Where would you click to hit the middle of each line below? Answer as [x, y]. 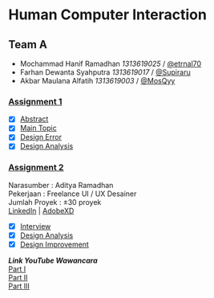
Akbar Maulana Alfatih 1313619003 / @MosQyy [97, 81]
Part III [19, 286]
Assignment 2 [36, 168]
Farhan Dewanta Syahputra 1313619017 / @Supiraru [105, 72]
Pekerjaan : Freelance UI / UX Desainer [73, 194]
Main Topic [38, 128]
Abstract [34, 119]
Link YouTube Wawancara [53, 261]
